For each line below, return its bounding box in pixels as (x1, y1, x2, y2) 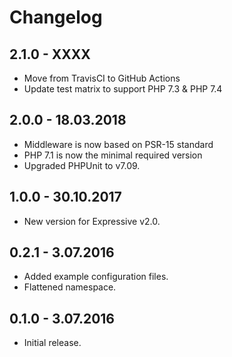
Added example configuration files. (23, 271, 169, 283)
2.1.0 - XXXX (9, 46, 91, 63)
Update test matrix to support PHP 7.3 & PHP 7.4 (23, 83, 223, 95)
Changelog (9, 6, 103, 29)
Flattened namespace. (23, 281, 117, 293)
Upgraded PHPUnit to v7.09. (23, 159, 141, 171)
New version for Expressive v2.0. (23, 215, 161, 227)
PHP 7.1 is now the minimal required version (23, 149, 203, 161)
